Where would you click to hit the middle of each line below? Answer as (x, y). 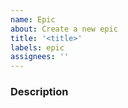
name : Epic (33, 19)
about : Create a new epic (64, 29)
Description (39, 92)
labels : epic (37, 47)
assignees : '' (40, 57)
